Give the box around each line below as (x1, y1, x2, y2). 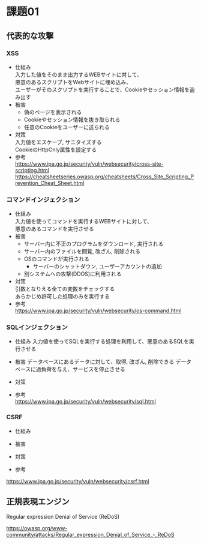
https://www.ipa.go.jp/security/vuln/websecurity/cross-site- (14, 160, 164, 168)
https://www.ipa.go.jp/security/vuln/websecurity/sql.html (14, 398, 156, 405)
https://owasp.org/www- (6, 524, 68, 531)
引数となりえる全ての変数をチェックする (14, 285, 115, 292)
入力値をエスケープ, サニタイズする (14, 138, 102, 145)
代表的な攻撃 (6, 31, 54, 41)
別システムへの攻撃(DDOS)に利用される (23, 270, 122, 277)
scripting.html (14, 166, 49, 174)
